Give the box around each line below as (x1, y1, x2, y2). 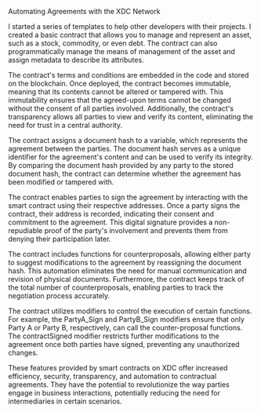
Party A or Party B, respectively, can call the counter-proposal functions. (8, 323, 243, 332)
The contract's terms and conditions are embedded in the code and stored (8, 71, 249, 79)
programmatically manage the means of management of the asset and (8, 47, 235, 56)
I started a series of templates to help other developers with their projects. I (8, 22, 252, 31)
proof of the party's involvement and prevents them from (44, 226, 229, 235)
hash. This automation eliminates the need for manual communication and (8, 266, 247, 275)
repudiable (8, 226, 43, 235)
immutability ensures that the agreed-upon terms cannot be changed (8, 96, 231, 104)
